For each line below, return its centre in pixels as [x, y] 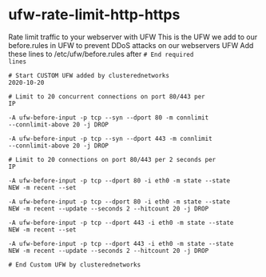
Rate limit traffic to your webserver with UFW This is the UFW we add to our [133, 37]
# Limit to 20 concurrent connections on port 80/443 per [107, 96]
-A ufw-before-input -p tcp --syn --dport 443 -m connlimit [111, 138]
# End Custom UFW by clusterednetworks [75, 265]
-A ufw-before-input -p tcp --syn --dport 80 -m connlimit [109, 118]
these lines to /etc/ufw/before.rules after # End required [101, 54]
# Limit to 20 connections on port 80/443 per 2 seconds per [112, 159]
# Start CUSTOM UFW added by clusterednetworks [89, 75]
